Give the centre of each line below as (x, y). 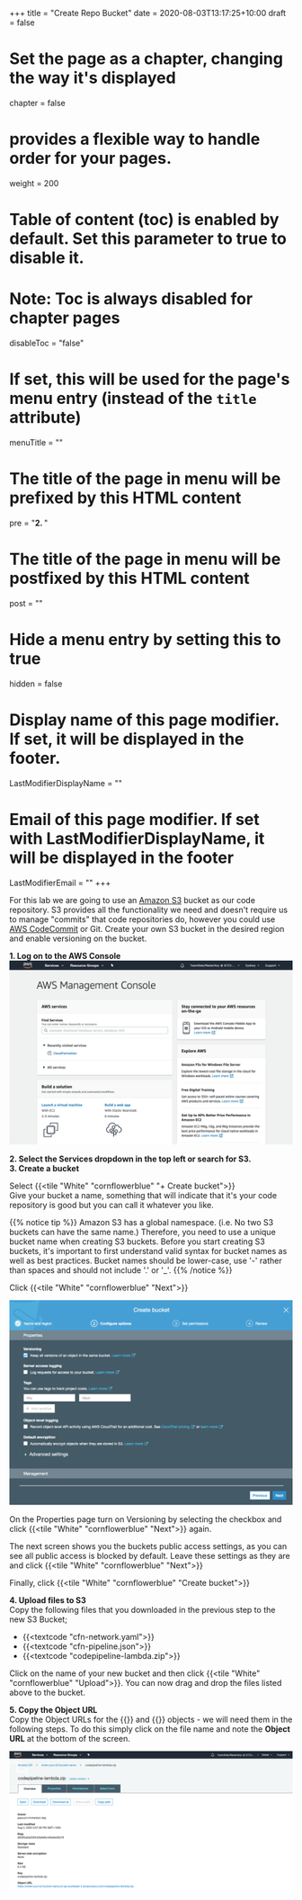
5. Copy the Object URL (53, 1710)
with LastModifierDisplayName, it (137, 838)
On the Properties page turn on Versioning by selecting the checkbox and (146, 1519)
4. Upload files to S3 (48, 1600)
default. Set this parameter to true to (148, 239)
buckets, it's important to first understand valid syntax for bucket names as (148, 1251)
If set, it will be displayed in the (127, 739)
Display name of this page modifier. (145, 720)
